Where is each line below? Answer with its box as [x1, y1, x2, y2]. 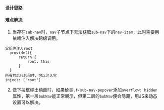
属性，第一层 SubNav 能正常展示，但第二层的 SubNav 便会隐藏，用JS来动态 [12, 93, 158, 99]
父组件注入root [5, 46, 33, 51]
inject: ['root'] [5, 77, 41, 82]
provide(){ [9, 50, 32, 55]
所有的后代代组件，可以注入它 [5, 73, 57, 78]
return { [18, 55, 37, 60]
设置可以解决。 [12, 99, 43, 105]
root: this [27, 59, 50, 64]
